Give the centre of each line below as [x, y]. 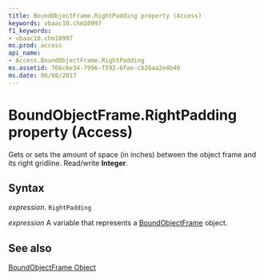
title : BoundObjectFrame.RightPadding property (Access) [105, 16]
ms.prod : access [35, 46]
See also [30, 248]
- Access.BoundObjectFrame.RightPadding [77, 61]
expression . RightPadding [50, 207]
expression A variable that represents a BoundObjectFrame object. [118, 223]
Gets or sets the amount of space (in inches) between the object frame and [132, 154]
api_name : [25, 53]
